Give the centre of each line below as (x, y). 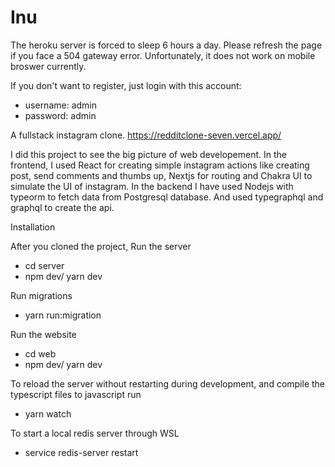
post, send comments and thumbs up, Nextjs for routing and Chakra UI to (161, 175)
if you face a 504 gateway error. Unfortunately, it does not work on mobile (163, 55)
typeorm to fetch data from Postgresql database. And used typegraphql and (167, 197)
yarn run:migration (63, 315)
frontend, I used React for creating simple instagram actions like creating (160, 165)
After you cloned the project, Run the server (101, 246)
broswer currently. (48, 66)
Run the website (43, 334)
